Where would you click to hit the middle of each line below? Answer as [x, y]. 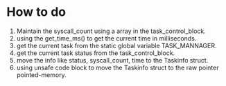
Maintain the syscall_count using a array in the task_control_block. [111, 31]
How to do [36, 12]
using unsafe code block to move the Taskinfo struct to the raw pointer [118, 67]
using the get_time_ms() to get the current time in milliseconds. [106, 38]
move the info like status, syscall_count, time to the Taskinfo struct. [112, 60]
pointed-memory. [41, 75]
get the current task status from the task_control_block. [96, 53]
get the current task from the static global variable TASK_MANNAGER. [116, 45]
